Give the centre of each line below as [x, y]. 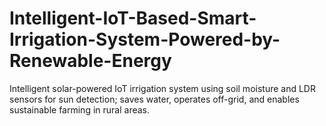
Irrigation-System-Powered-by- [145, 39]
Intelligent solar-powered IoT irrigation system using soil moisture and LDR [162, 88]
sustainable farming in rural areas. [80, 109]
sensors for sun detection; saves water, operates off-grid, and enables [154, 99]
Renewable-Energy [90, 61]
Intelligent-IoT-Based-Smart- [133, 18]
